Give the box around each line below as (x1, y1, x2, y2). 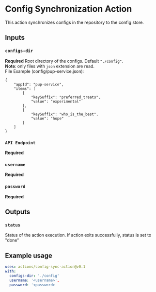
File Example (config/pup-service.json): (5, 68, 84, 74)
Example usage (5, 251, 52, 259)
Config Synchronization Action (5, 3, 132, 15)
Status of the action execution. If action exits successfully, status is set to (5, 232, 152, 238)
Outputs (5, 207, 31, 216)
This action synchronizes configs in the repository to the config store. (5, 19, 144, 25)
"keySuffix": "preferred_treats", (31, 95, 101, 100)
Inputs (5, 34, 25, 42)
